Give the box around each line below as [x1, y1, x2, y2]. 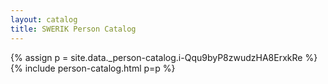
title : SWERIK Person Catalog [10, 24, 137, 34]
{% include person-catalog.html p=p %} [10, 62, 176, 74]
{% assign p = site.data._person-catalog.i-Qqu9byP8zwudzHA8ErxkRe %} [10, 51, 318, 63]
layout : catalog [10, 14, 78, 25]
